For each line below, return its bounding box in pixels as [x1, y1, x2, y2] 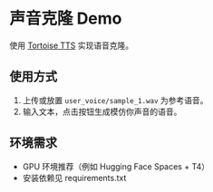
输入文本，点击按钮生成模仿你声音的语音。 [22, 106, 182, 117]
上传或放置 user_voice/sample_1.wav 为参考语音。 [22, 94, 208, 105]
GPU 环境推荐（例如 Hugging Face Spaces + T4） [22, 160, 210, 172]
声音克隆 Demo [9, 8, 122, 29]
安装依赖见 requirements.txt [22, 172, 127, 183]
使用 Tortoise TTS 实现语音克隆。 [9, 40, 134, 51]
